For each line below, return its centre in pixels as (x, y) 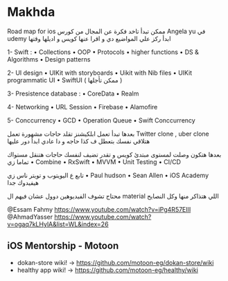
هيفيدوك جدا (23, 182)
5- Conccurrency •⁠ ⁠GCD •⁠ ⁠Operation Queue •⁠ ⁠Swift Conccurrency (101, 120)
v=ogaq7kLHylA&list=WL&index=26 (58, 224)
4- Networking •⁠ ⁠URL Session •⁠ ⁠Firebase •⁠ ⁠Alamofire (82, 107)
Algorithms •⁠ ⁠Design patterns (49, 59)
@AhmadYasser (30, 217)
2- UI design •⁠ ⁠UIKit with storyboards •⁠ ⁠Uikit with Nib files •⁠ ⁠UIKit (100, 73)
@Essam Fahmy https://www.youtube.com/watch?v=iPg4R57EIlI (99, 209)
